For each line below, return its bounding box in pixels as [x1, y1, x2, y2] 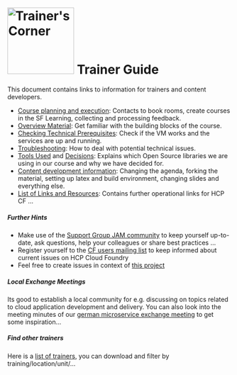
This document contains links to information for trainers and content [7, 85, 206, 94]
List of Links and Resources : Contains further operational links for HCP [17, 189, 225, 198]
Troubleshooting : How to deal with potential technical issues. [17, 144, 197, 152]
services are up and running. [17, 136, 102, 145]
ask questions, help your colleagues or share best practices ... [34, 238, 216, 247]
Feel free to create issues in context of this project [17, 261, 165, 269]
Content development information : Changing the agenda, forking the [17, 167, 219, 175]
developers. [7, 92, 43, 101]
